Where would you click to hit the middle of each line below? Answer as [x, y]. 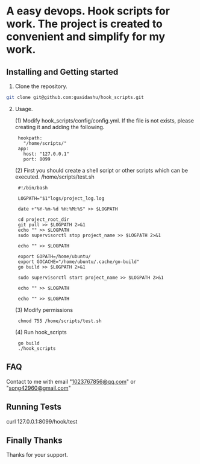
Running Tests [34, 407]
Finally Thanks [34, 440]
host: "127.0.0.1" [46, 154]
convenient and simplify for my [86, 37]
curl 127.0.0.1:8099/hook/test [42, 421]
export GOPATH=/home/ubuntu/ [55, 256]
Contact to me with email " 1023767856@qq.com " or [71, 381]
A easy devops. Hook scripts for [88, 11]
